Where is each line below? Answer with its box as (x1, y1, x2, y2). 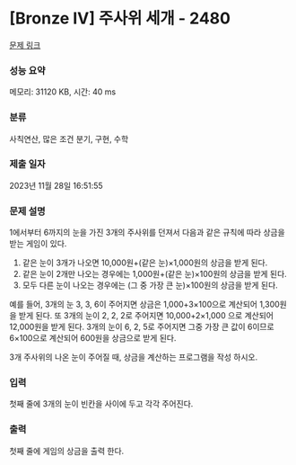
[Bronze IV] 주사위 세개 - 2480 (9, 8, 231, 29)
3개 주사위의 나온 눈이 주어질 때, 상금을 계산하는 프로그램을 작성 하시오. (9, 352, 258, 362)
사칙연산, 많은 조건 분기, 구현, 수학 (9, 133, 129, 144)
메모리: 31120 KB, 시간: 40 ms (9, 86, 117, 97)
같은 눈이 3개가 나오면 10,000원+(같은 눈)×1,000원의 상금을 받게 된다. (22, 257, 268, 268)
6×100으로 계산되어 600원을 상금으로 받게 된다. (9, 333, 177, 344)
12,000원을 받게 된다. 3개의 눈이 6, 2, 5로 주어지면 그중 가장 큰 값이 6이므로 (9, 321, 275, 333)
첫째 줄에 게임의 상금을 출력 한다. (9, 445, 125, 456)
